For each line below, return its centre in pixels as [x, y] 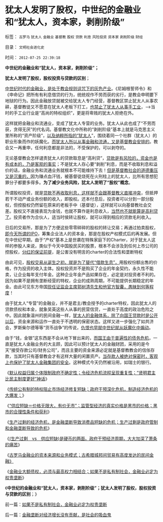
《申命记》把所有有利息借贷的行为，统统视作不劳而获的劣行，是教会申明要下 [81, 94]
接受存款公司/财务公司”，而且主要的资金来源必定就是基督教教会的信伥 [81, 350]
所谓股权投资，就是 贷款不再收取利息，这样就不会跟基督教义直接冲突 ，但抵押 [81, 193]
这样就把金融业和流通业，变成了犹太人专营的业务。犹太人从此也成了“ [74, 123]
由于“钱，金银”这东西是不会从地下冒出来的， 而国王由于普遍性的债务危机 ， [79, 338]
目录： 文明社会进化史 [25, 47]
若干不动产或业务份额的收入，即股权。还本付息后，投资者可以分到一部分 [77, 199]
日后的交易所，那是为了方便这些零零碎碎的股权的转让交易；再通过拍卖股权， [81, 227]
